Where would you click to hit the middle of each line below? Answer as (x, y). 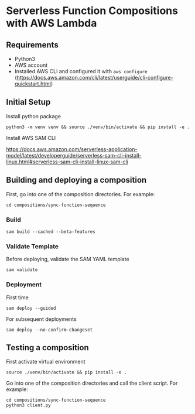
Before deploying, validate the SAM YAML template (68, 259)
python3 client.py (28, 405)
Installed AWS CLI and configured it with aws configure (81, 71)
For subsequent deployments (42, 319)
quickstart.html (33, 84)
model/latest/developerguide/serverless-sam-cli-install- (74, 155)
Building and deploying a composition (76, 180)
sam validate (22, 270)
